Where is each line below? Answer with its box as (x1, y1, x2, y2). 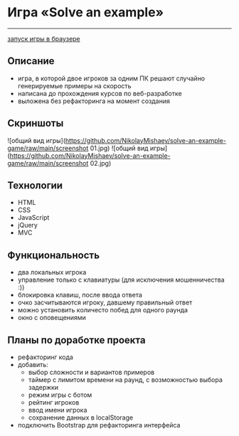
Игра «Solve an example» (7, 4, 164, 21)
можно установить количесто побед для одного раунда (17, 306, 188, 314)
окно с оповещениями (17, 314, 87, 322)
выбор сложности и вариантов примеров (28, 368, 155, 376)
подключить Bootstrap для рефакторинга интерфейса (17, 421, 181, 429)
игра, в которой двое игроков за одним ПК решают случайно (17, 74, 206, 83)
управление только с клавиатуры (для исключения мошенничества (17, 275, 225, 285)
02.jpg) (90, 159, 112, 167)
